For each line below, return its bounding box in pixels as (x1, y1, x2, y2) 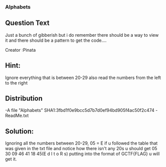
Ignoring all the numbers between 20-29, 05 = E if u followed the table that (5, 140, 158, 146)
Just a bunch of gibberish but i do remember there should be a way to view (5, 32, 159, 38)
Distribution (5, 94, 43, 102)
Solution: (5, 127, 34, 135)
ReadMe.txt (5, 113, 29, 119)
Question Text (5, 19, 50, 27)
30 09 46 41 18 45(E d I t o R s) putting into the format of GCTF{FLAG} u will (5, 151, 160, 157)
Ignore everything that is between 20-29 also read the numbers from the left (5, 75, 161, 81)
